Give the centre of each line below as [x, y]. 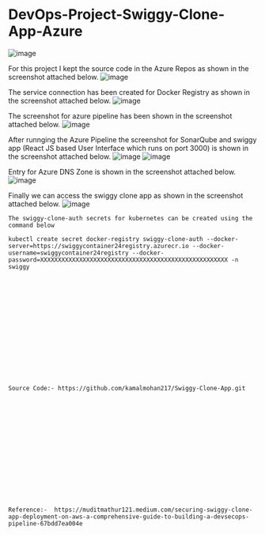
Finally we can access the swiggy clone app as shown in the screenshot [126, 195]
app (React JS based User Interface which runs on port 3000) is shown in [129, 148]
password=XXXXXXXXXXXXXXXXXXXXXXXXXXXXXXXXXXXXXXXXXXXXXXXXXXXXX [118, 260]
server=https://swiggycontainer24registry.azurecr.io [99, 246]
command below [32, 225]
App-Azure [45, 31]
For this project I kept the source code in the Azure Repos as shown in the [129, 68]
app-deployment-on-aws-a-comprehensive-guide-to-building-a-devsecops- [129, 516]
